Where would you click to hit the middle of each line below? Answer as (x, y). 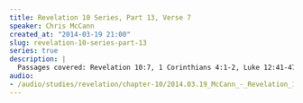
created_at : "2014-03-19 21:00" (70, 34)
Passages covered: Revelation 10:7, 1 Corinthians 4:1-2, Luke (138, 68)
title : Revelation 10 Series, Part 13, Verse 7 (101, 17)
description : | (38, 59)
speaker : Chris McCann (52, 26)
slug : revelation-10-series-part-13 (78, 43)
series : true (34, 51)
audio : (22, 76)
